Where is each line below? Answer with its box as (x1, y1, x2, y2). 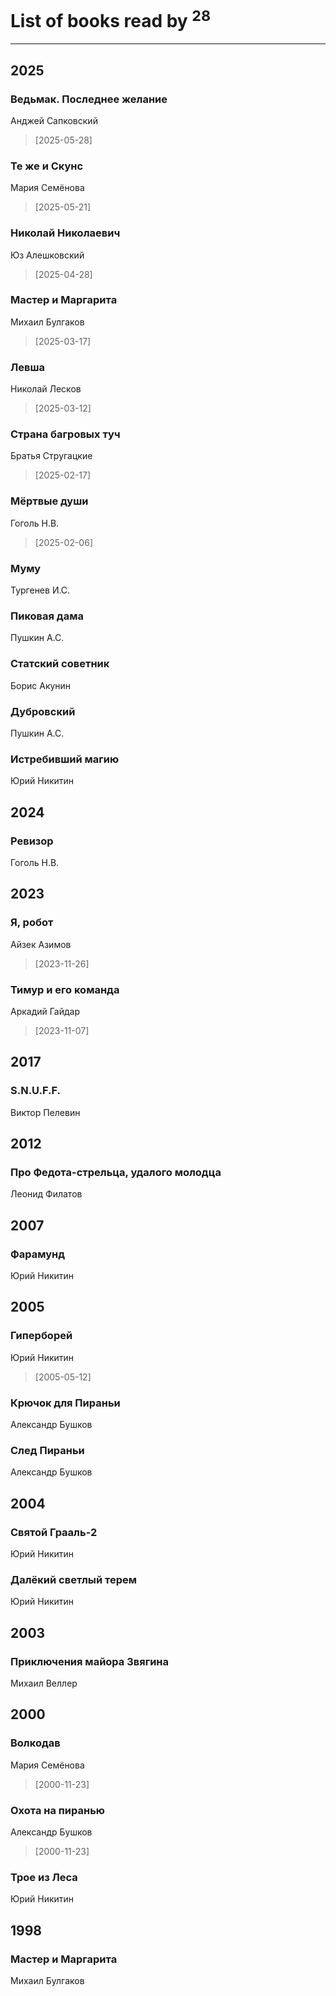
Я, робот (10, 916, 54, 930)
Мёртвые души (10, 494, 89, 508)
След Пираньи (10, 1443, 85, 1457)
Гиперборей (10, 1329, 73, 1343)
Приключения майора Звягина (10, 1654, 170, 1668)
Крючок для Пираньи (10, 1396, 121, 1410)
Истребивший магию (10, 752, 120, 766)
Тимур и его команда (10, 982, 120, 996)
